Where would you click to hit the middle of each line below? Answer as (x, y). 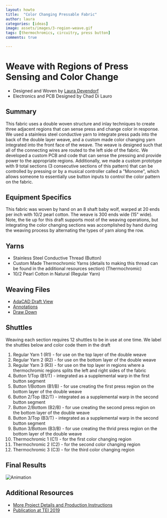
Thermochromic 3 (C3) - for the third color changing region (74, 449)
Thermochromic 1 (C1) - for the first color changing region (72, 439)
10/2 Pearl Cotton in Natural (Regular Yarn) (56, 274)
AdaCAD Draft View (33, 302)
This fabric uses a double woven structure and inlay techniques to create (80, 124)
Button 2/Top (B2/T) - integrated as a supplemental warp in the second (85, 397)
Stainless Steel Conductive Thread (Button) (57, 258)
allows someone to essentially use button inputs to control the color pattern (83, 176)
